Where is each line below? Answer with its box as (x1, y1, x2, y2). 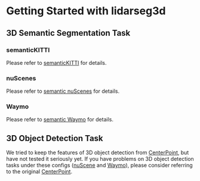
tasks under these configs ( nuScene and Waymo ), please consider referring (6, 162, 193, 169)
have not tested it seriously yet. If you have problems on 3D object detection (6, 155, 194, 163)
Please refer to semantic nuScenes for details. (6, 88, 120, 95)
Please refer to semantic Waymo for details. (6, 116, 113, 123)
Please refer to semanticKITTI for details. (6, 59, 107, 66)
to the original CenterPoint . (6, 168, 73, 175)
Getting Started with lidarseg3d (6, 4, 166, 18)
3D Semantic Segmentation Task (6, 28, 131, 38)
